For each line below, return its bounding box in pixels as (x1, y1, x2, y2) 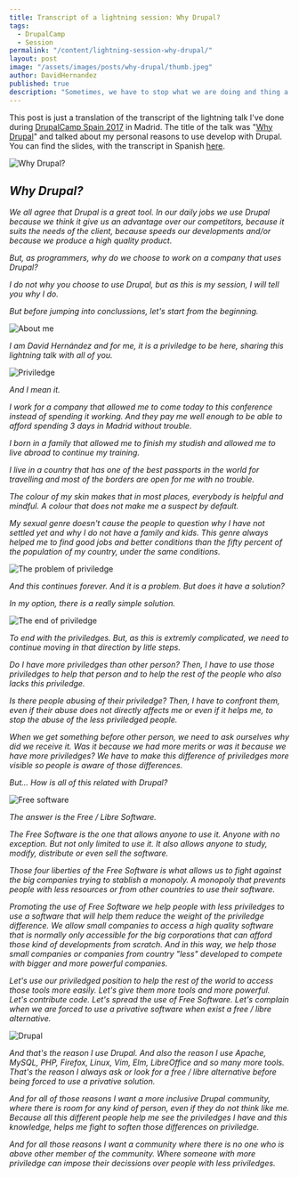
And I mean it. (9, 385, 61, 395)
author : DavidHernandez (9, 71, 98, 80)
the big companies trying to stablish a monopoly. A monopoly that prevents (9, 874, 287, 886)
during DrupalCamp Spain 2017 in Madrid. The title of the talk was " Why (9, 121, 273, 132)
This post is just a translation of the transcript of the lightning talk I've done (9, 112, 285, 123)
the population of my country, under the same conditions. (9, 547, 221, 557)
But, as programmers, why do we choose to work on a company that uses (9, 253, 282, 264)
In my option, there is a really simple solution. (9, 598, 176, 609)
